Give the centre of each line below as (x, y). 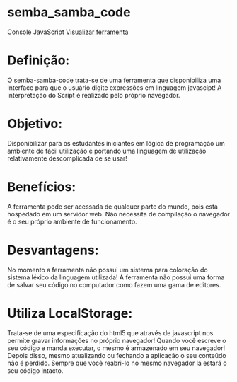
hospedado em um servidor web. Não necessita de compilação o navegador (118, 214)
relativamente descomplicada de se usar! (67, 158)
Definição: (39, 60)
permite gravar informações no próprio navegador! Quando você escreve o (117, 340)
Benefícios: (42, 187)
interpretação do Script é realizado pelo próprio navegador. (94, 95)
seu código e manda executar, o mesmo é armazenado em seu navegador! (116, 348)
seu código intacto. (35, 370)
